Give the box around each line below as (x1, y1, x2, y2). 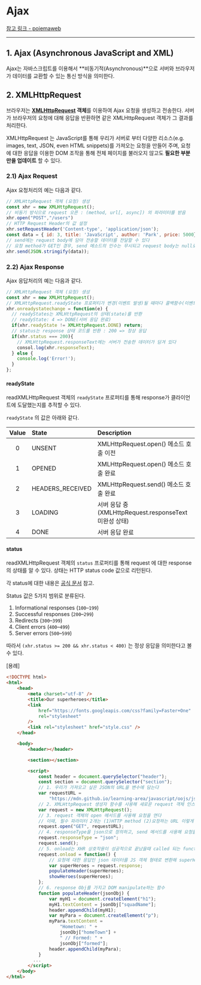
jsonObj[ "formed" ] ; (59, 940, 109, 947)
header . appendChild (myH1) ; (48, 907, 117, 913)
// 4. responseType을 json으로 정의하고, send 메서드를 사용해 (38, 829, 182, 835)
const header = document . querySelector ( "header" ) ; (38, 774, 167, 780)
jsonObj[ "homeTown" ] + (59, 929, 117, 935)
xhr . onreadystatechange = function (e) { (6, 305, 109, 312)
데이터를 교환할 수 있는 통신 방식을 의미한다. (12, 72, 115, 79)
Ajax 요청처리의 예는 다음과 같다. (6, 186, 83, 193)
